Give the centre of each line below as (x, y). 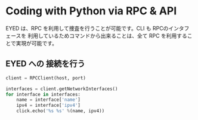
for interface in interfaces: (43, 94)
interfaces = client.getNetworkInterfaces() (62, 89)
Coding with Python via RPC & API (91, 11)
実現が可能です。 (37, 43)
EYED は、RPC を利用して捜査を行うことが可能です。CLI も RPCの (87, 28)
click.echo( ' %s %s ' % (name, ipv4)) (61, 111)
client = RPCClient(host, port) (46, 78)
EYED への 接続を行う (45, 64)
